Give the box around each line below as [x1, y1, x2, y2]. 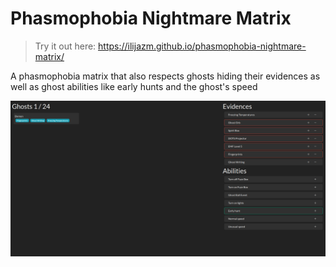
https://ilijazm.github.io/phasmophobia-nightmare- [98, 40, 307, 52]
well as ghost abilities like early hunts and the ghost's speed [10, 80, 258, 92]
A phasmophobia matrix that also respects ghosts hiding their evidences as [10, 70, 321, 82]
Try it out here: [34, 40, 97, 52]
